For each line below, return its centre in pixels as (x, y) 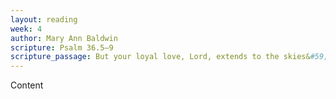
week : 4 (26, 29)
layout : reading (44, 19)
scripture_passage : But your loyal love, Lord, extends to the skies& (160, 57)
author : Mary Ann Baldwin (64, 38)
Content (27, 85)
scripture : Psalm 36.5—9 (62, 47)
